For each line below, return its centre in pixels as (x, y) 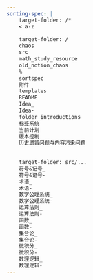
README (28, 98)
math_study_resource (48, 59)
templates (33, 91)
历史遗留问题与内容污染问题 (52, 143)
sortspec (31, 78)
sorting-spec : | (30, 14)
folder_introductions (50, 117)
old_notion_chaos (44, 65)
